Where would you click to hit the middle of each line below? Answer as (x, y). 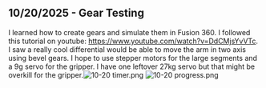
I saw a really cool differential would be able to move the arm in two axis (127, 49)
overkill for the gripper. (46, 74)
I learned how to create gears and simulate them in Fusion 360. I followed (129, 32)
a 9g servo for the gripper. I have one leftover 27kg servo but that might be (131, 66)
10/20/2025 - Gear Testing (76, 13)
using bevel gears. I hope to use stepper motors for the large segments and (133, 58)
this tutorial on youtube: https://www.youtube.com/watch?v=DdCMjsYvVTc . (133, 41)
